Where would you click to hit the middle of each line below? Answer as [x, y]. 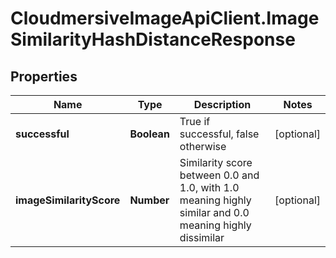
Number [149, 200]
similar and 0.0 [214, 212]
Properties [44, 76]
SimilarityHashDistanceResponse [153, 39]
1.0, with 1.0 [209, 187]
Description [222, 104]
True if [195, 121]
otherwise [203, 146]
